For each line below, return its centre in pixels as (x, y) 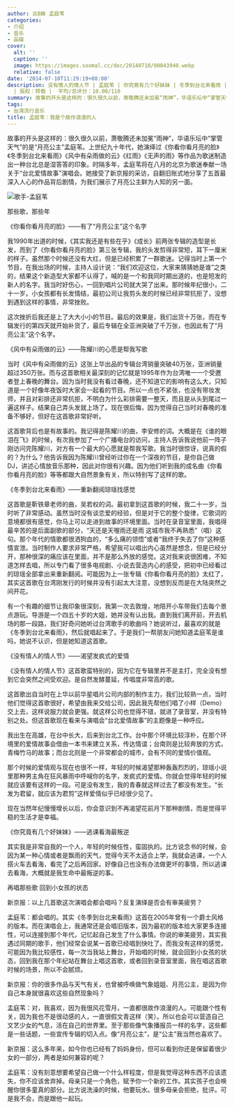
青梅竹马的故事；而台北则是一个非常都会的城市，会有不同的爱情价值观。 (111, 752)
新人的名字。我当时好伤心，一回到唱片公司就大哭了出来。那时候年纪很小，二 (117, 284)
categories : (24, 20)
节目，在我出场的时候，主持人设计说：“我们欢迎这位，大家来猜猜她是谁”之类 (117, 267)
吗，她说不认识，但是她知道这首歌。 (59, 641)
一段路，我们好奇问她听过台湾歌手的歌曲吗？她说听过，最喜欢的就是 (123, 623)
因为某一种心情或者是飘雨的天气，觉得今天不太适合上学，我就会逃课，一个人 (117, 855)
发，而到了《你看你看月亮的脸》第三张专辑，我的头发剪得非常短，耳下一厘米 (117, 250)
